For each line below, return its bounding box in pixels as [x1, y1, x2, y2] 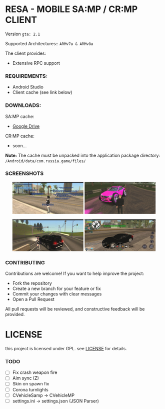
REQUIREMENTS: [5, 72, 48, 79]
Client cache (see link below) [12, 89, 72, 95]
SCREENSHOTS [5, 170, 44, 177]
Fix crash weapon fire [12, 369, 57, 375]
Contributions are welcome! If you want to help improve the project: [5, 270, 144, 277]
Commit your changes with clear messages [12, 291, 102, 297]
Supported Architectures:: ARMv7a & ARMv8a [5, 40, 93, 46]
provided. [5, 312, 25, 318]
